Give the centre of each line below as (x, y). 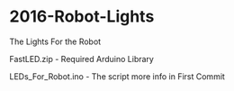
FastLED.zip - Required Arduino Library (82, 59)
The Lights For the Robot (55, 41)
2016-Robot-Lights (82, 17)
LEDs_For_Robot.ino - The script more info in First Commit (117, 76)
